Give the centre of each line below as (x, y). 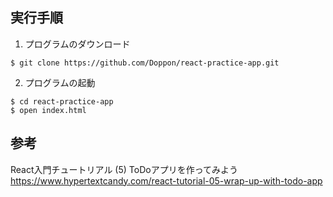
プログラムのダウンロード (77, 44)
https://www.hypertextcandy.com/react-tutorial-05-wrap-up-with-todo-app (166, 180)
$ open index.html (48, 110)
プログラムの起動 (60, 82)
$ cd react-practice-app (62, 101)
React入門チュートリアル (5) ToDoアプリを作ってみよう (124, 169)
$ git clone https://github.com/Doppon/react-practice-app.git (145, 63)
